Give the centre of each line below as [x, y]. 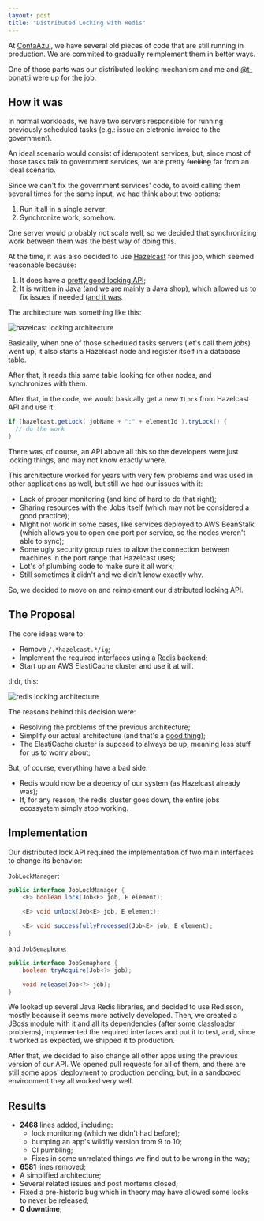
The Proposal [41, 614]
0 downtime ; [41, 1209]
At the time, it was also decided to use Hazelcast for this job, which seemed [131, 257]
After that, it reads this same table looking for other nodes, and [110, 375]
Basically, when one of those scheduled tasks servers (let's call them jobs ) [129, 343]
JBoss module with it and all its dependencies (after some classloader [122, 1023]
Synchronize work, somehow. [67, 217]
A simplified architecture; [60, 1175]
